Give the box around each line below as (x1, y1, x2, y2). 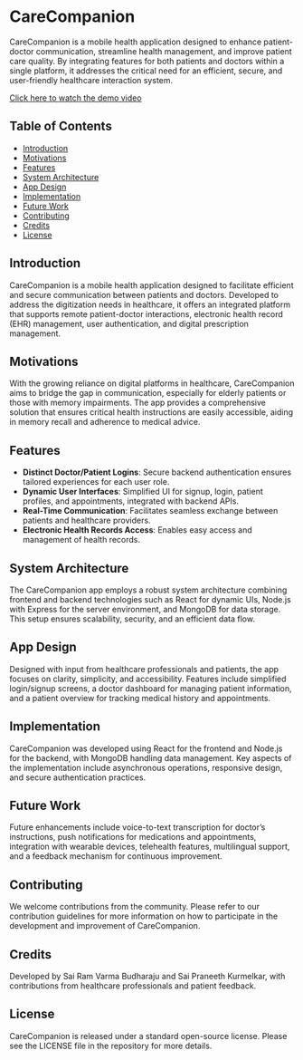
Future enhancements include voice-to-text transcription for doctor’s (9, 822, 266, 833)
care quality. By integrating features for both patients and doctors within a (9, 55, 285, 66)
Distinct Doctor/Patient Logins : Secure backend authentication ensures (22, 467, 292, 477)
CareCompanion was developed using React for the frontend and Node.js (9, 743, 283, 754)
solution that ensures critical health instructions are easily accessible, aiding (9, 407, 294, 418)
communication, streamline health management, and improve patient (35, 45, 292, 56)
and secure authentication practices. (9, 772, 147, 783)
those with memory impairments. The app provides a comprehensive (9, 397, 267, 409)
